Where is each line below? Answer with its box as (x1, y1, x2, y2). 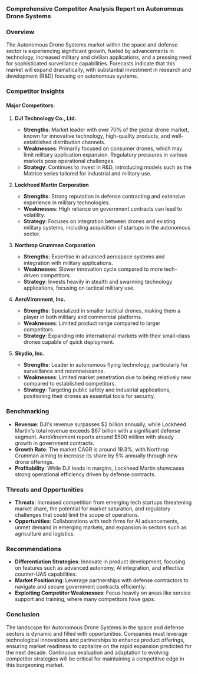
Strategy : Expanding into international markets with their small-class (23, 332, 190, 340)
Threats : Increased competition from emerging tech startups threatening (14, 499, 192, 506)
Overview (6, 28, 35, 36)
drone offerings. (14, 458, 54, 465)
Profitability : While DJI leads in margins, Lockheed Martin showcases (14, 464, 184, 472)
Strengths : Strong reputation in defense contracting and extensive (23, 193, 186, 200)
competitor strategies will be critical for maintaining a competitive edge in (6, 655, 184, 662)
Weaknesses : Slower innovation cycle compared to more (23, 265, 163, 273)
